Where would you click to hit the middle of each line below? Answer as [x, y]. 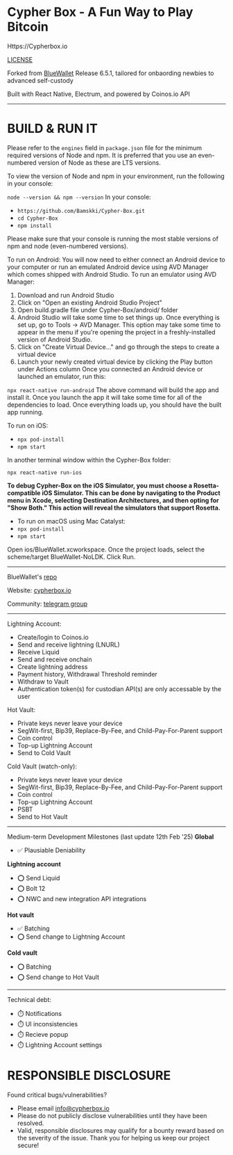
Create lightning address [52, 667]
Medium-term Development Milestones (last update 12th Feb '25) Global [111, 837]
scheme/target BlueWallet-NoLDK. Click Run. [71, 556]
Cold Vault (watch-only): [42, 766]
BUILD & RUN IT [53, 129]
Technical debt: [29, 999]
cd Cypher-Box [37, 218]
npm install [34, 226]
